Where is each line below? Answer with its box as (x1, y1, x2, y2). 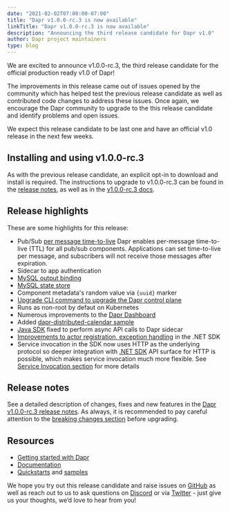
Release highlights (7, 205, 89, 217)
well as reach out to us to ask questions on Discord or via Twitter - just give (7, 489, 222, 497)
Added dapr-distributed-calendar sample (17, 317, 135, 326)
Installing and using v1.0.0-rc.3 (7, 152, 144, 164)
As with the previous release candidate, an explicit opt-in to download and (7, 170, 219, 178)
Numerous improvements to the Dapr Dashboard (17, 310, 156, 319)
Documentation (17, 461, 61, 469)
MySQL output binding (17, 274, 82, 282)
